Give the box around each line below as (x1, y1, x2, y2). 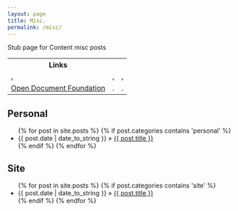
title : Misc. (7, 17, 46, 24)
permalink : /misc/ (7, 24, 62, 31)
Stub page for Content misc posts (7, 43, 107, 52)
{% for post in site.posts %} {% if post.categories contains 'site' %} (17, 181, 216, 190)
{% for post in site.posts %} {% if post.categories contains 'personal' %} (17, 126, 232, 135)
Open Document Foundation (11, 83, 105, 93)
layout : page (7, 10, 46, 18)
